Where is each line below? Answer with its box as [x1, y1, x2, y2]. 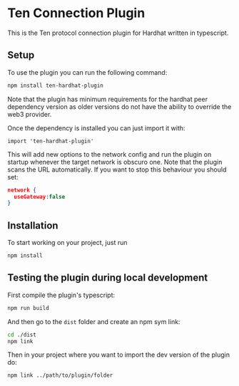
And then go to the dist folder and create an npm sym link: [7, 317, 180, 325]
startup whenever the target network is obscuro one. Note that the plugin [7, 157, 223, 166]
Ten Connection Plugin [7, 5, 146, 21]
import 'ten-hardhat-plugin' [7, 137, 94, 145]
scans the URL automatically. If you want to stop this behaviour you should [7, 165, 227, 174]
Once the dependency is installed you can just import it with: [7, 123, 185, 132]
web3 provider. [7, 110, 52, 118]
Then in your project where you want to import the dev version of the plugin [7, 350, 230, 359]
